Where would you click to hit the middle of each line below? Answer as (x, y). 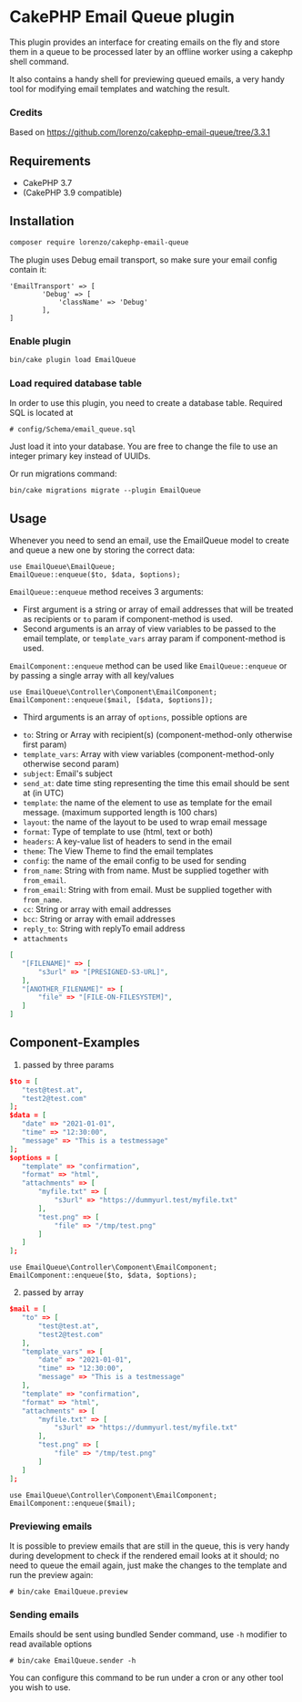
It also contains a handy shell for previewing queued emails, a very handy (147, 78)
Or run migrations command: (63, 474)
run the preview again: (51, 1574)
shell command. (40, 61)
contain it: (28, 269)
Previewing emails (51, 1526)
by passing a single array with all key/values (92, 676)
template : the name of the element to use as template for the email (147, 803)
